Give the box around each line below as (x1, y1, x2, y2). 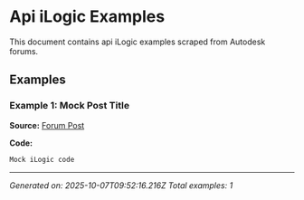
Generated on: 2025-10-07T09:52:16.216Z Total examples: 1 (9, 179, 233, 191)
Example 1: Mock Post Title (9, 100, 129, 112)
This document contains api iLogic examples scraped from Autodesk (9, 36, 266, 47)
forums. (9, 45, 39, 56)
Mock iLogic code (9, 155, 75, 164)
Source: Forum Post (9, 119, 85, 130)
